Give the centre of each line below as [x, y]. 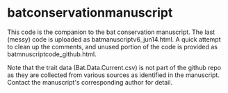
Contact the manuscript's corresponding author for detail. [90, 82]
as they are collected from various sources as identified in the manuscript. [114, 75]
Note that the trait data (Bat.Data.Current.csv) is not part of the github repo [114, 67]
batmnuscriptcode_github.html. [52, 54]
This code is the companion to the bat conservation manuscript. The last [111, 32]
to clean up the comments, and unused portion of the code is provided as [112, 46]
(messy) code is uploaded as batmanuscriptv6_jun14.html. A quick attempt [114, 39]
